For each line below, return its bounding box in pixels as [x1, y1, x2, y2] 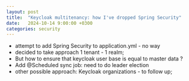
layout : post [6, 8, 39, 15]
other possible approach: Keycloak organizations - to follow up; [14, 68, 173, 76]
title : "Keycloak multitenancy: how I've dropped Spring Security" [6, 15, 182, 21]
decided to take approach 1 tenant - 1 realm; [14, 49, 125, 56]
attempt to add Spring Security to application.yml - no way [14, 42, 161, 50]
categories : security [6, 25, 61, 32]
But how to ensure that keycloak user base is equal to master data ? [14, 55, 184, 62]
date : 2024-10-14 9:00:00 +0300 [6, 20, 93, 26]
